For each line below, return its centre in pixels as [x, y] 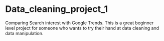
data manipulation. [24, 33]
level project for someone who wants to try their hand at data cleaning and [82, 28]
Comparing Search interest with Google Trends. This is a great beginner [79, 23]
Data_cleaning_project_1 [57, 9]
